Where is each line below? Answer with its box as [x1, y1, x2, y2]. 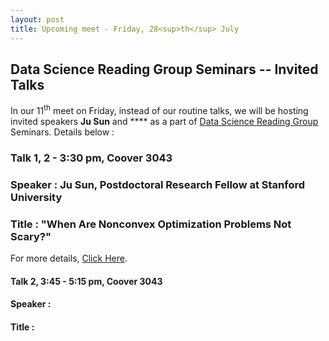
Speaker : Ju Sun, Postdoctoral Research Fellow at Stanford [10, 177, 306, 191]
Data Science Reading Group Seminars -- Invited [10, 61, 319, 78]
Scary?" [10, 229, 52, 243]
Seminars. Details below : [10, 126, 115, 138]
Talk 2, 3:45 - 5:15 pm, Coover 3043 [10, 275, 163, 287]
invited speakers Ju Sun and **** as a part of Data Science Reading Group [10, 115, 319, 127]
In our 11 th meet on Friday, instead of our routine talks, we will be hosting [10, 103, 309, 116]
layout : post [10, 14, 65, 25]
